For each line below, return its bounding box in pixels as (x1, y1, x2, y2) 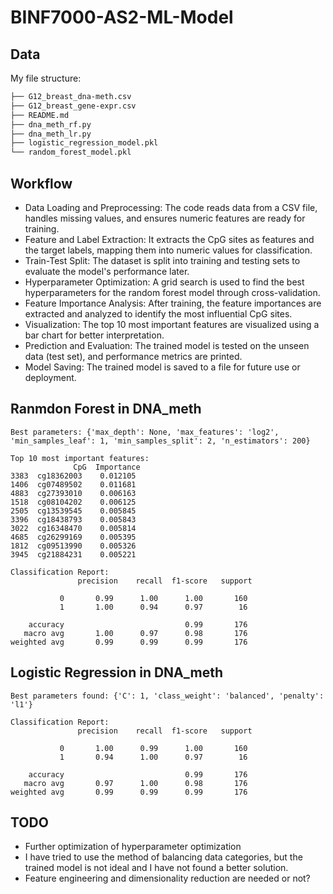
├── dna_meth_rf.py (10, 119, 92, 130)
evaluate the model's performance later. (24, 265, 190, 277)
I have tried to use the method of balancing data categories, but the (24, 851, 303, 863)
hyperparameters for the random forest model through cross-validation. (24, 286, 321, 298)
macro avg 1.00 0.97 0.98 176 (23, 628, 248, 638)
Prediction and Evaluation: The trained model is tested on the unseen (24, 339, 310, 351)
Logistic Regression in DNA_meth (10, 664, 223, 681)
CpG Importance (73, 462, 141, 472)
